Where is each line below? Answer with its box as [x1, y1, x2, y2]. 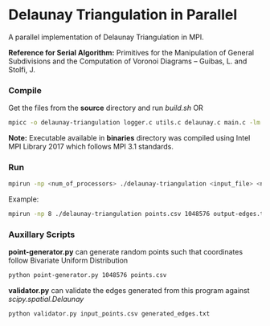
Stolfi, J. [8, 64, 36, 74]
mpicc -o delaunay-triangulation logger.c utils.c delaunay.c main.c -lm [8, 119, 261, 127]
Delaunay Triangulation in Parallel [8, 6, 238, 24]
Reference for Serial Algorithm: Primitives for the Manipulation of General [8, 47, 255, 57]
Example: [8, 194, 39, 204]
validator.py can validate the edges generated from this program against [8, 286, 251, 295]
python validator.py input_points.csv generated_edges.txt [8, 310, 211, 318]
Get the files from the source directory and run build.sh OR [8, 103, 203, 113]
